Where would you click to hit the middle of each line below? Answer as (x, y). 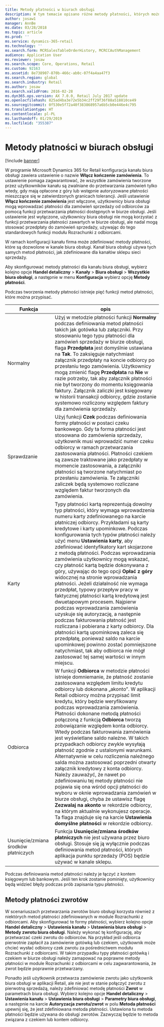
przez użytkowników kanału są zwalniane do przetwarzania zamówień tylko (81, 186)
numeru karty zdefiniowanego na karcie (100, 517)
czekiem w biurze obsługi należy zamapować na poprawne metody (73, 958)
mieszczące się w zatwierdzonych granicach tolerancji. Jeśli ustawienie (77, 196)
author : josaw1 (20, 19)
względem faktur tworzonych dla (92, 490)
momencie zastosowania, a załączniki (98, 466)
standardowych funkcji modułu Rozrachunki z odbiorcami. (63, 232)
